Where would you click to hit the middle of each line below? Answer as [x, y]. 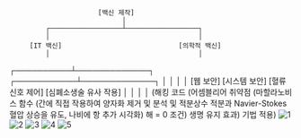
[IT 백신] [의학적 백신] [125, 46]
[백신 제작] [116, 13]
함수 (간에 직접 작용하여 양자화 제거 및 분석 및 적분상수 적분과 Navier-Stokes [153, 103]
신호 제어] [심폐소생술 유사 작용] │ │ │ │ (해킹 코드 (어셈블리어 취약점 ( [133, 92]
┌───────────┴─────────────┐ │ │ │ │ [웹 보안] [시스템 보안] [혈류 [148, 81]
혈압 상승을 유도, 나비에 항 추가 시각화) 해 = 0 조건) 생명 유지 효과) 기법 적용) [143, 114]
